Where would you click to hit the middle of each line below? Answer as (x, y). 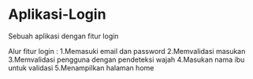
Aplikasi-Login (57, 14)
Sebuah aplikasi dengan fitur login (63, 36)
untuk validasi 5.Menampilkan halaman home (81, 67)
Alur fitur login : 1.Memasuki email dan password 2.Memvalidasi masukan (127, 51)
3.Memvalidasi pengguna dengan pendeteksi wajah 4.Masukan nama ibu (126, 59)
